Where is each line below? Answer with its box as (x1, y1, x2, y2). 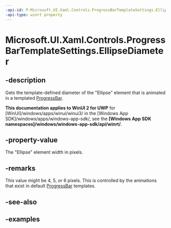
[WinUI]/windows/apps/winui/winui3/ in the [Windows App (5, 110, 128, 116)
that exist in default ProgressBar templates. (5, 183, 96, 189)
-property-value (5, 135, 58, 144)
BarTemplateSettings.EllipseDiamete (5, 45, 164, 56)
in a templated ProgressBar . (5, 95, 64, 101)
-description (5, 76, 46, 84)
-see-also (5, 197, 37, 206)
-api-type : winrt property (5, 12, 63, 17)
